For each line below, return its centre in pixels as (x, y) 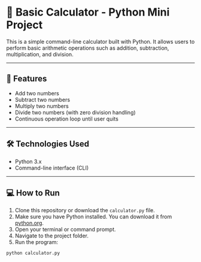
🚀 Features (27, 79)
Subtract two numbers (42, 100)
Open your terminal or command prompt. (65, 230)
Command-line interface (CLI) (52, 168)
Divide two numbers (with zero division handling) (75, 112)
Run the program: (36, 242)
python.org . (29, 223)
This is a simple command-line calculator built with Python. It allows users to (100, 41)
